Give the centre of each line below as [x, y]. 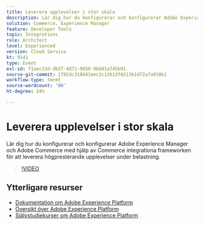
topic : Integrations [32, 35]
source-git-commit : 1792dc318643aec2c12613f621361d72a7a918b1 [87, 74]
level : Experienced [31, 46]
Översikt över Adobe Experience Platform [67, 209]
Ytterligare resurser [45, 187]
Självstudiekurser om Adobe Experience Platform [76, 215]
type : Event [21, 63]
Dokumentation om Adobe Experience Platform [74, 202]
